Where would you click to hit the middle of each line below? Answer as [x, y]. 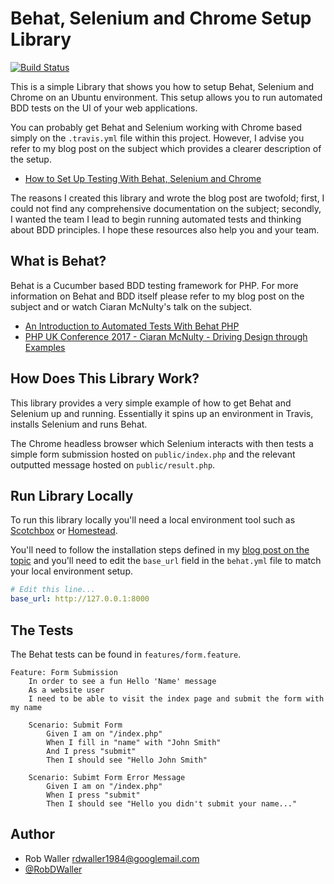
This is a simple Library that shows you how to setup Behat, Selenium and [162, 86]
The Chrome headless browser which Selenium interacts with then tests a [162, 443]
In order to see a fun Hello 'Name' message [122, 681]
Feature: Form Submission [64, 672]
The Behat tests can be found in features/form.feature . [126, 654]
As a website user [66, 690]
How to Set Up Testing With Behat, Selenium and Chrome [143, 178]
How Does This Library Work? [105, 378]
